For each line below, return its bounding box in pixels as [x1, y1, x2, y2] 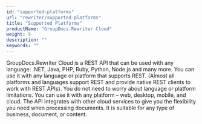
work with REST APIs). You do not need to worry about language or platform [6, 85, 197, 92]
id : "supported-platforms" [6, 8, 74, 15]
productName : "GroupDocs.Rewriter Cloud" [6, 25, 112, 32]
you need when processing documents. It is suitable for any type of [6, 104, 175, 111]
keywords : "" [6, 43, 39, 49]
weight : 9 [6, 31, 31, 38]
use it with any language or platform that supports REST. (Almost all [6, 72, 175, 79]
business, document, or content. [6, 110, 88, 118]
